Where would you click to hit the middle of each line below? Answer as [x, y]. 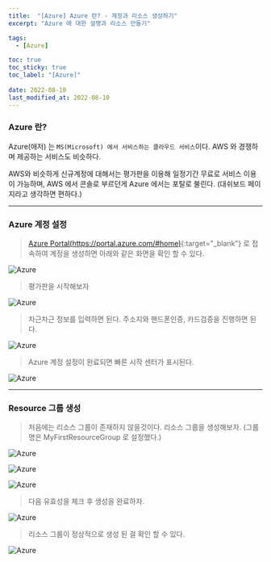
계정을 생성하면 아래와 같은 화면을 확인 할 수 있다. [127, 254]
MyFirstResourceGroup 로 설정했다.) [102, 438]
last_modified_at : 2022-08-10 [59, 98]
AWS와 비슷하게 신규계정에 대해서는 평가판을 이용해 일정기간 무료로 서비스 [125, 174]
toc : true [25, 60]
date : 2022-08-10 [38, 90]
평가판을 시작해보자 [58, 287]
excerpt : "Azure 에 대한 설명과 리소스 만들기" [79, 23]
